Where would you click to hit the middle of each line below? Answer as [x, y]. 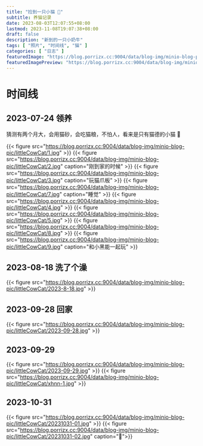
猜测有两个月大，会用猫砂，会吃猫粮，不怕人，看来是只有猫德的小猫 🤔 [94, 134]
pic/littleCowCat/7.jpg [33, 194]
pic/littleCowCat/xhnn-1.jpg [40, 383]
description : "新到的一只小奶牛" [45, 40]
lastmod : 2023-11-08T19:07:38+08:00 [52, 29]
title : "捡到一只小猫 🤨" [35, 12]
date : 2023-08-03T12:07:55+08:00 [48, 23]
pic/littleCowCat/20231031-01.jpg [48, 423]
